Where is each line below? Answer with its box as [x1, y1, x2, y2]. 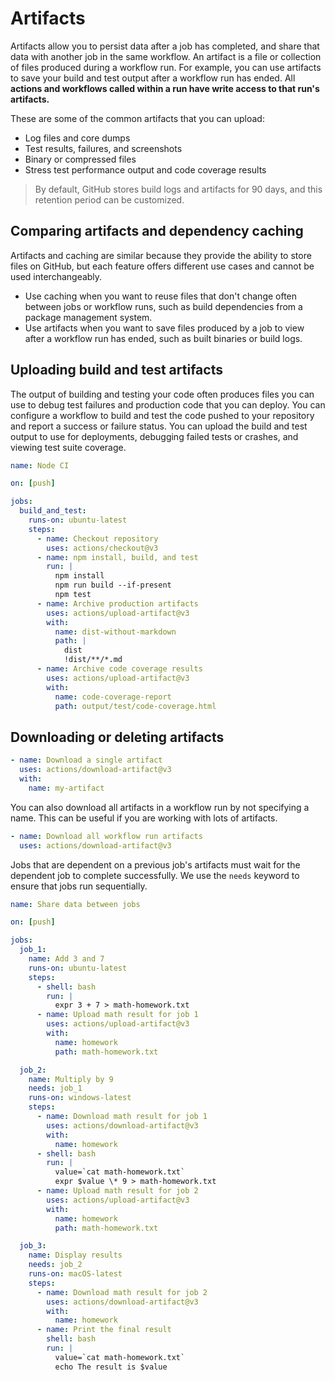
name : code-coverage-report [54, 692, 172, 702]
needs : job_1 [28, 1083, 83, 1094]
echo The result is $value [54, 1362, 168, 1372]
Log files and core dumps [24, 132, 131, 144]
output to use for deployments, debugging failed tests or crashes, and [10, 430, 299, 442]
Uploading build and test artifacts [10, 362, 223, 379]
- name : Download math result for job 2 [36, 1287, 208, 1297]
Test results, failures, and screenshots [24, 142, 183, 154]
